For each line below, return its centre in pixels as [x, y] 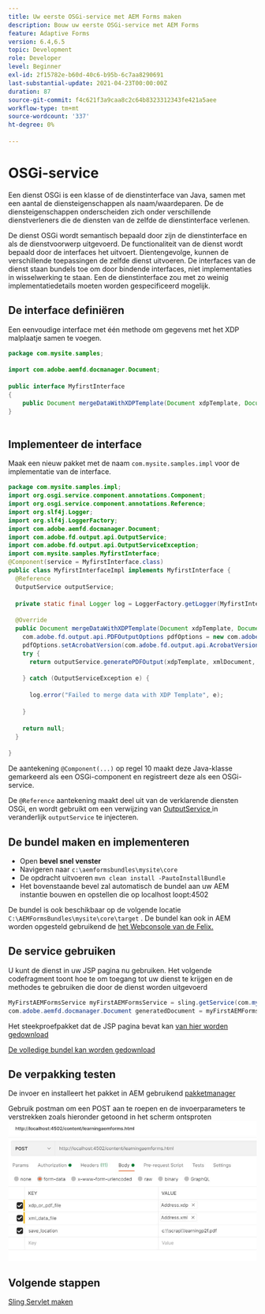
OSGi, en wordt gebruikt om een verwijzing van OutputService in [113, 809]
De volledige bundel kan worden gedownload [82, 1050]
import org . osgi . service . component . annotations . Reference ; [107, 504]
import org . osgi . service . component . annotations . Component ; [107, 496]
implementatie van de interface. [60, 472]
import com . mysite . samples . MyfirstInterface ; [84, 554]
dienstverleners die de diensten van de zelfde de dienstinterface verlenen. [129, 220]
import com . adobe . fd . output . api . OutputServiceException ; [104, 545]
